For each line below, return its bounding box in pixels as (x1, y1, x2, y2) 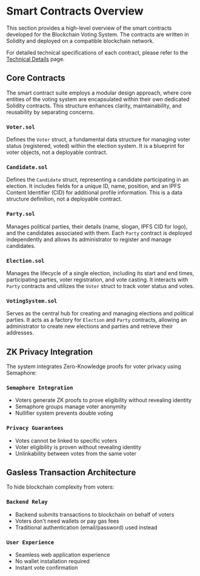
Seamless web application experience (15, 551, 110, 558)
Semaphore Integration (6, 384, 73, 391)
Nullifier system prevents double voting (15, 409, 113, 417)
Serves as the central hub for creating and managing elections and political (6, 310, 194, 317)
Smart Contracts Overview (6, 4, 144, 18)
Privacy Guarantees (6, 424, 64, 432)
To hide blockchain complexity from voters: (6, 483, 115, 491)
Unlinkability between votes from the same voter (15, 450, 136, 457)
